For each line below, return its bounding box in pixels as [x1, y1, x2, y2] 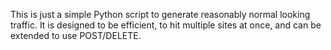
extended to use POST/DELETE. [10, 30, 142, 41]
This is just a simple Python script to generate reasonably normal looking [10, 9, 311, 20]
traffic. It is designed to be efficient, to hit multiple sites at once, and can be [10, 19, 322, 31]
